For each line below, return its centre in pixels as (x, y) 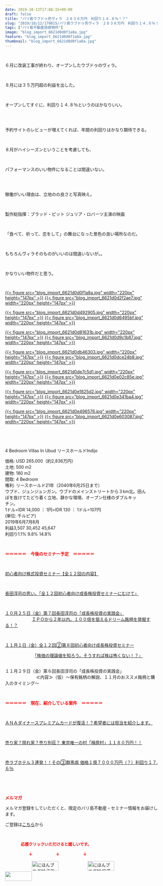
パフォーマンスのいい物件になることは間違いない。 (56, 169)
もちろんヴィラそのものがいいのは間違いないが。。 (55, 253)
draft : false (18, 14)
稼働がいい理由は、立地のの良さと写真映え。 (50, 194)
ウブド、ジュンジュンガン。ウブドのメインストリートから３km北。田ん (76, 491)
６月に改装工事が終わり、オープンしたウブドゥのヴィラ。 (62, 65)
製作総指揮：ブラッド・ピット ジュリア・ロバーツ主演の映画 (65, 214)
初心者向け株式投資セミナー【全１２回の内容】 (52, 573)
